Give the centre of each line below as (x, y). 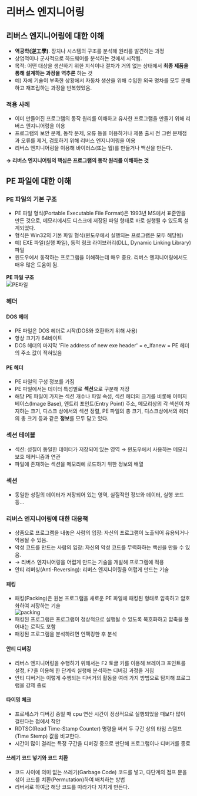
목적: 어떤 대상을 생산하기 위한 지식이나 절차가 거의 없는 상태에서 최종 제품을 (101, 66)
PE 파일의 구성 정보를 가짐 (44, 381)
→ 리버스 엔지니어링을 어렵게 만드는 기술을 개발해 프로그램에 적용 (89, 562)
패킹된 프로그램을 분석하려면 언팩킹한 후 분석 (66, 634)
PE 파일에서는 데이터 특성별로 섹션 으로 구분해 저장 (72, 389)
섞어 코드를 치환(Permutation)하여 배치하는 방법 (70, 779)
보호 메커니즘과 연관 (37, 456)
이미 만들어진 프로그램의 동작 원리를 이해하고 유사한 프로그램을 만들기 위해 (99, 119)
